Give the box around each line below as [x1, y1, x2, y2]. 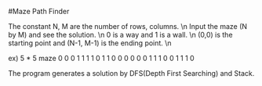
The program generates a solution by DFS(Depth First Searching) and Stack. [8, 69, 255, 77]
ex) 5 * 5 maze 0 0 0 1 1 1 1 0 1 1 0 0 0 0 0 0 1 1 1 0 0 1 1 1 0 [8, 54, 195, 63]
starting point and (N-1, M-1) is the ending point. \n [8, 38, 172, 48]
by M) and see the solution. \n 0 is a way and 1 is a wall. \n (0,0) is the [8, 30, 233, 39]
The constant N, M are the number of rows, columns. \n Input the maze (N [8, 22, 248, 30]
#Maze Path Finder [8, 7, 70, 16]
